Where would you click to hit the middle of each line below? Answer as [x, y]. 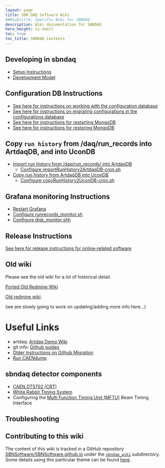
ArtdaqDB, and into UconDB [50, 152]
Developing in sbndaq [41, 60]
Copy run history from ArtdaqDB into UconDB [61, 175]
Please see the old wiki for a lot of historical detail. [58, 277]
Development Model [34, 77]
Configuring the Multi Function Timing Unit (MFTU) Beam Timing [81, 397]
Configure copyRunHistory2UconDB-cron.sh [67, 181]
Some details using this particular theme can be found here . [68, 459]
